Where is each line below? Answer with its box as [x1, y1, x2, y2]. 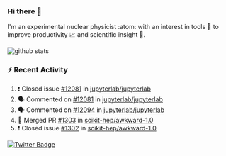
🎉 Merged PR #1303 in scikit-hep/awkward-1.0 [17, 116, 154, 124]
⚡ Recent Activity [7, 65, 69, 75]
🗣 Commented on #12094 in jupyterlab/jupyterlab [17, 106, 165, 114]
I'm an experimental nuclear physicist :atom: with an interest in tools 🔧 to [7, 23, 220, 31]
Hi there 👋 [7, 6, 43, 16]
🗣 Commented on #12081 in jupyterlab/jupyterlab [17, 95, 163, 104]
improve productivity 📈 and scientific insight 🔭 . [7, 30, 146, 39]
